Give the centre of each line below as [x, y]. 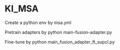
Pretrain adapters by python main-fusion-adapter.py [58, 32]
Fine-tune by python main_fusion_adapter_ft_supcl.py [60, 42]
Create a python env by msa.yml [38, 22]
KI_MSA [21, 9]
